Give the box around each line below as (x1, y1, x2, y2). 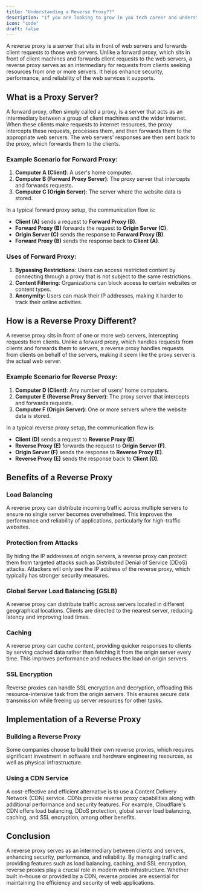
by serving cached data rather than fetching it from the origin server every (6, 648, 192, 656)
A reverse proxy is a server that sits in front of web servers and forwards (6, 42, 187, 50)
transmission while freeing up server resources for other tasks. (6, 697, 163, 704)
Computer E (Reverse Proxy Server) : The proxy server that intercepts (14, 392, 190, 400)
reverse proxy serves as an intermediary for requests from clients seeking (6, 62, 190, 69)
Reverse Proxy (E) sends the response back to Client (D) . (14, 455, 159, 462)
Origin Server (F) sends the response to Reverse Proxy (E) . (14, 448, 164, 455)
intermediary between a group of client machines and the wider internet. (6, 114, 187, 122)
